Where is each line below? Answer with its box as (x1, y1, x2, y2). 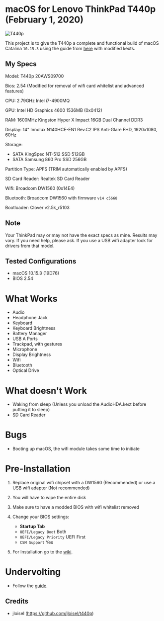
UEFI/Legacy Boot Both (19, 529, 67, 535)
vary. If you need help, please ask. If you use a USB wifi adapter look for (5, 237, 153, 243)
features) (5, 88, 24, 94)
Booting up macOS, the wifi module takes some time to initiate (12, 446, 140, 452)
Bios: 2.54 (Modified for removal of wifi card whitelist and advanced (5, 83, 144, 89)
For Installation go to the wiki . (12, 549, 73, 555)
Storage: (5, 141, 23, 147)
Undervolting (5, 566, 61, 578)
